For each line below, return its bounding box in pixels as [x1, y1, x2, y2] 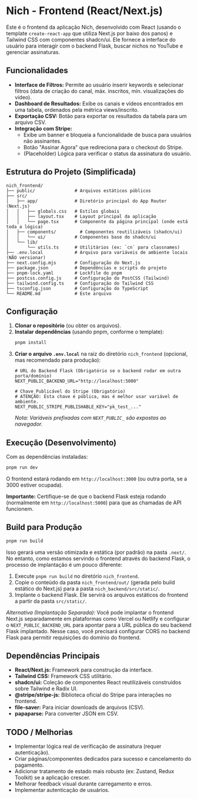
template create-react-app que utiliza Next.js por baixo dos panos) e [6, 29, 173, 36]
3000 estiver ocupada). [6, 481, 64, 489]
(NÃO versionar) [6, 255, 46, 260]
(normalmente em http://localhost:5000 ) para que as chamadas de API [6, 499, 182, 506]
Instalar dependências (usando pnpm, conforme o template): [14, 328, 165, 336]
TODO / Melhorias [6, 727, 73, 737]
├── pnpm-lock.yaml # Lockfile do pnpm [6, 270, 122, 276]
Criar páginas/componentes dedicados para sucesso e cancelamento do [14, 755, 192, 763]
